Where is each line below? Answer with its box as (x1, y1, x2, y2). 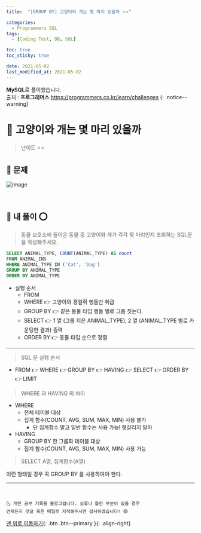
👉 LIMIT (14, 375, 37, 382)
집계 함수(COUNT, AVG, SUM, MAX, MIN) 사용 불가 (23, 416, 147, 423)
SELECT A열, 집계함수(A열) (20, 458, 86, 465)
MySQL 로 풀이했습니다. (6, 86, 62, 93)
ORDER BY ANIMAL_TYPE (6, 272, 60, 278)
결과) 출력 (39, 326, 63, 333)
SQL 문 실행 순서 (20, 354, 60, 361)
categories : (6, 19, 36, 26)
